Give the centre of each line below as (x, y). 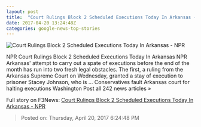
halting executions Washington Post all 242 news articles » (79, 89)
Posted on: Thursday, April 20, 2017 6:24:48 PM (80, 118)
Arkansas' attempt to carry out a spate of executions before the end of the (98, 63)
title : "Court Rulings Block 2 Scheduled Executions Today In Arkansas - (101, 17)
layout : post (22, 12)
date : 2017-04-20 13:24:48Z (41, 23)
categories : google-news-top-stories (53, 28)
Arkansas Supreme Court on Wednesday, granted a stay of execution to (95, 76)
